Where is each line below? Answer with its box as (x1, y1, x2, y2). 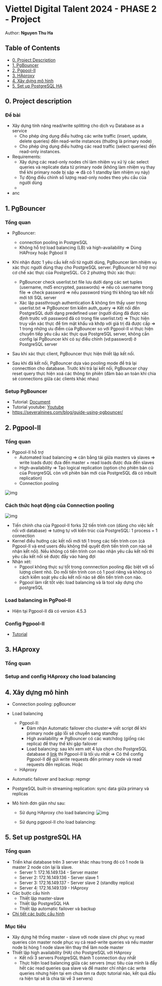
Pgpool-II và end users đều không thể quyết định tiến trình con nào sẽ (12, 543, 152, 549)
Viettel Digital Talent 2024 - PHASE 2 (5, 3, 157, 15)
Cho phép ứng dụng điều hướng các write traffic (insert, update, (19, 133, 148, 139)
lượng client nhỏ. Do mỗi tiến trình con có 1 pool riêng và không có (19, 569, 152, 575)
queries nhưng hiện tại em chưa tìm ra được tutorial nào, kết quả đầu (19, 970, 156, 976)
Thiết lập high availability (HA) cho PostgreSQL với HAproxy (12, 950, 132, 956)
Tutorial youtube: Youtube (12, 404, 64, 410)
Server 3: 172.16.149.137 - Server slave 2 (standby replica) (19, 880, 134, 885)
